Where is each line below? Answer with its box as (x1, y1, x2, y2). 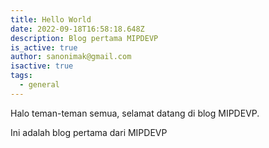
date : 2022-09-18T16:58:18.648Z (10, 24, 145, 34)
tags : (10, 71, 33, 81)
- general (19, 80, 60, 90)
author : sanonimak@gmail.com (10, 52, 132, 62)
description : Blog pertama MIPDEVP (10, 33, 159, 43)
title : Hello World (10, 14, 92, 25)
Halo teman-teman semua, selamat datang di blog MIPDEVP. (10, 107, 260, 119)
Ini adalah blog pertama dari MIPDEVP (10, 126, 168, 138)
